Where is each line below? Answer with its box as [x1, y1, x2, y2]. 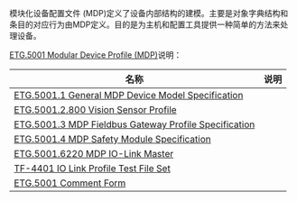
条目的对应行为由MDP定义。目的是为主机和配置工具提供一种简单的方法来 [9, 19, 281, 30]
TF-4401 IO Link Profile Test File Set [14, 162, 172, 174]
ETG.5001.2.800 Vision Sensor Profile [14, 104, 178, 115]
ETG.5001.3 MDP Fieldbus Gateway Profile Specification [14, 118, 255, 131]
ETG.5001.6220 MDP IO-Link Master [14, 148, 174, 160]
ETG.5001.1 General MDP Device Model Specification [14, 89, 244, 101]
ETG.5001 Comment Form [14, 177, 126, 189]
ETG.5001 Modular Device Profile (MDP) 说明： [9, 50, 182, 60]
